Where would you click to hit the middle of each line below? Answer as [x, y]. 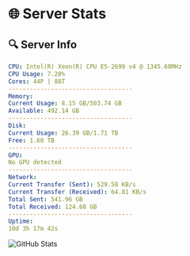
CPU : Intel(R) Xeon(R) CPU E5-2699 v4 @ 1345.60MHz [95, 67]
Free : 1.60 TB [32, 140]
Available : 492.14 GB [44, 111]
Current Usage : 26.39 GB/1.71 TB [63, 133]
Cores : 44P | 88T [37, 81]
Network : [23, 178]
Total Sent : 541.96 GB [46, 199]
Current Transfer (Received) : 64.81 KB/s [78, 192]
